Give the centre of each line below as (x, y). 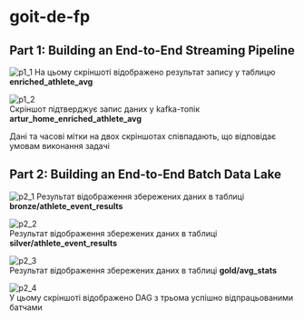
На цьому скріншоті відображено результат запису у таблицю (155, 72)
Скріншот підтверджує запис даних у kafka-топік (105, 109)
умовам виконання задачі (60, 146)
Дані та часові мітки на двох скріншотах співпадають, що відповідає (143, 136)
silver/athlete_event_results (64, 243)
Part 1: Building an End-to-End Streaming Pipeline (152, 50)
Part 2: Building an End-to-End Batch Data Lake (145, 175)
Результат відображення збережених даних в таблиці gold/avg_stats (143, 270)
